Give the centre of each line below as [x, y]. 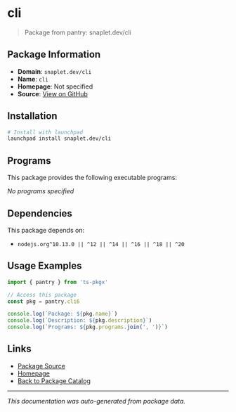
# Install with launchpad [45, 132]
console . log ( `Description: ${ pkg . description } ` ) [80, 321]
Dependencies [40, 213]
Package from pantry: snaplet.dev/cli [78, 32]
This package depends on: [46, 230]
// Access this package [42, 295]
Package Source [41, 366]
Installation [32, 116]
